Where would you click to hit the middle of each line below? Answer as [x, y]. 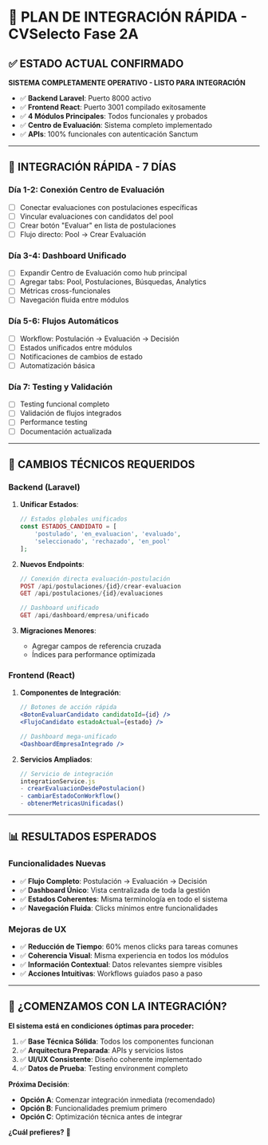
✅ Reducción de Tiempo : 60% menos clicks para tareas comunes [129, 947]
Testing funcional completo [65, 404]
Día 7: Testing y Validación [61, 386]
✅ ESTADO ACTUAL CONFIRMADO [96, 63]
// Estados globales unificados [73, 519]
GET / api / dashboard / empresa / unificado [84, 616]
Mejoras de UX [37, 929]
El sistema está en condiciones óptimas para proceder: [101, 1025]
